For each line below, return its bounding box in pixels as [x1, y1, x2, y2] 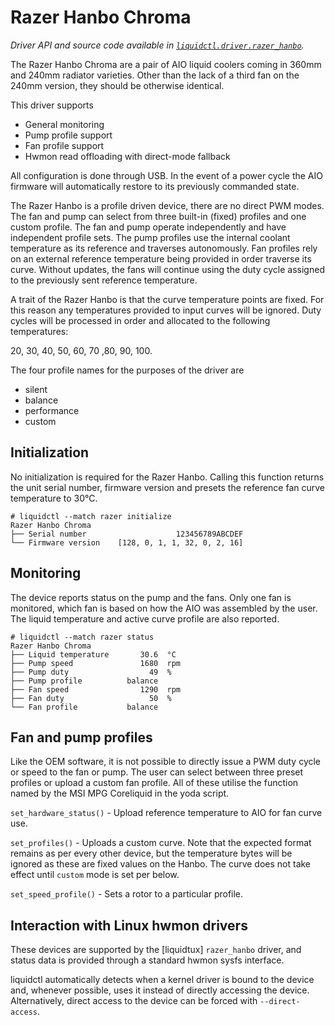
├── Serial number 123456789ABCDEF [10, 529, 244, 539]
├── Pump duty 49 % [10, 667, 172, 677]
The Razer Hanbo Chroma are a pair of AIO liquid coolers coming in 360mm [10, 58, 322, 70]
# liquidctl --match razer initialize [10, 511, 172, 521]
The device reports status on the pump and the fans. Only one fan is [10, 591, 292, 603]
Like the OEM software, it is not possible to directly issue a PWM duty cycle [10, 756, 322, 768]
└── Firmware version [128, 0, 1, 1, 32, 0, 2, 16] [10, 537, 244, 548]
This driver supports [10, 99, 94, 111]
